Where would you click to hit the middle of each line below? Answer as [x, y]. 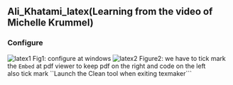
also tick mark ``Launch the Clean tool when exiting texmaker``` [100, 73]
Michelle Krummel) [50, 23]
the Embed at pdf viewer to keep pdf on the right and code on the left [107, 66]
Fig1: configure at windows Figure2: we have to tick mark [129, 58]
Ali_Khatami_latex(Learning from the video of [110, 12]
